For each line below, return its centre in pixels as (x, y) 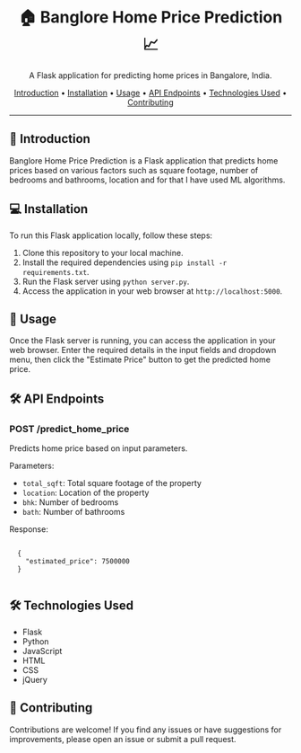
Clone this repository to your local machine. (103, 252)
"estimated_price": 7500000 (77, 562)
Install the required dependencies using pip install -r (125, 262)
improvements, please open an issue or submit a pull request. (123, 739)
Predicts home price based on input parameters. (99, 448)
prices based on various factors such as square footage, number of (134, 170)
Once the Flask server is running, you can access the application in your (142, 341)
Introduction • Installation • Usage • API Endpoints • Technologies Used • (150, 93)
